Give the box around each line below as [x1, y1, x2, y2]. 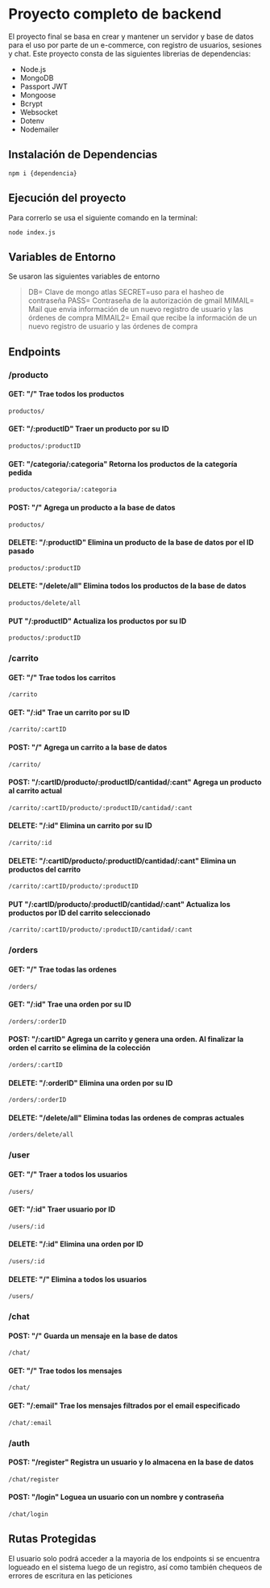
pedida [8, 468, 32, 477]
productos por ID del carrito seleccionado [8, 908, 151, 918]
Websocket [19, 107, 58, 117]
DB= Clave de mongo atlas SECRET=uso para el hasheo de [27, 288, 224, 297]
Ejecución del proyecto [8, 191, 127, 205]
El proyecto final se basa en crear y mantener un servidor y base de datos [8, 32, 254, 41]
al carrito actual [8, 786, 63, 796]
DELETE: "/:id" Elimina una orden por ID [8, 1239, 143, 1249]
